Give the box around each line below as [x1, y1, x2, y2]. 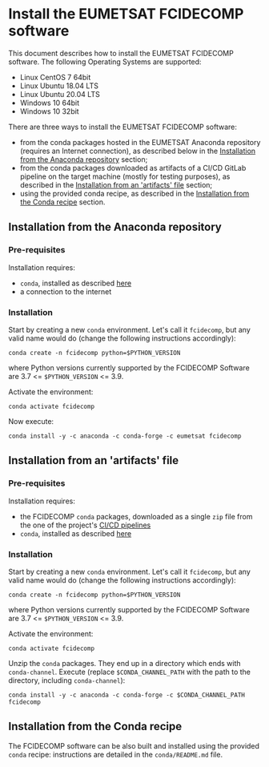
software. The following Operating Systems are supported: [8, 57, 202, 67]
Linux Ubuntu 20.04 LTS [19, 89, 100, 99]
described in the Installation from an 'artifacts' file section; [19, 180, 213, 189]
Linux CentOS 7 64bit [19, 72, 91, 82]
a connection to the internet [19, 286, 112, 297]
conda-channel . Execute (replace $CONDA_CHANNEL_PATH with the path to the [8, 667, 251, 676]
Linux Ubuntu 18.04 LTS [19, 81, 98, 91]
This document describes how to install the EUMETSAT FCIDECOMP [8, 48, 234, 58]
